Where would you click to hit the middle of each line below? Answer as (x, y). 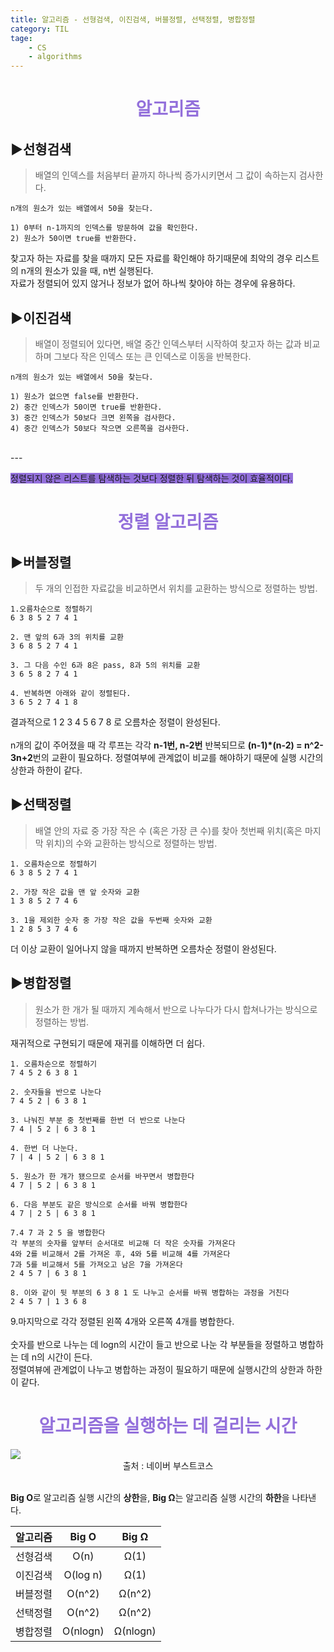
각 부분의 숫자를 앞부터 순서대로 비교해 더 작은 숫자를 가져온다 (123, 1243)
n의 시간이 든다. (62, 1357)
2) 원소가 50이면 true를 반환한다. (74, 239)
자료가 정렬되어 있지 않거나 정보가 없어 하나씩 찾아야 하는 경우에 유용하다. (153, 283)
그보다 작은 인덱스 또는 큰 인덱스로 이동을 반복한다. (152, 356)
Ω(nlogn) (135, 1631)
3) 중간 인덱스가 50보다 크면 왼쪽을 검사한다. (93, 417)
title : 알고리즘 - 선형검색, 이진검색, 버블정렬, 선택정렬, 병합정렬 (133, 19)
